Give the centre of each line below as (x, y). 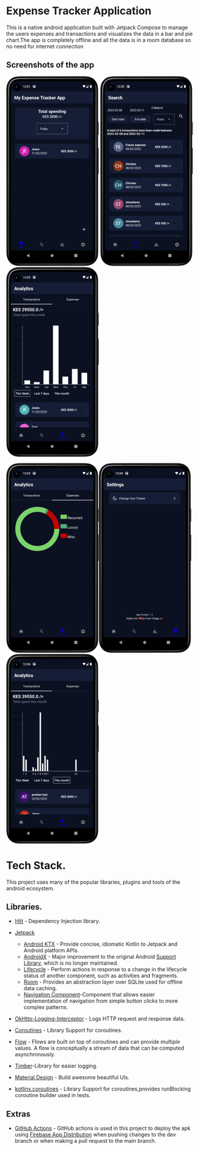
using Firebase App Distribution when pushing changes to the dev (95, 1135)
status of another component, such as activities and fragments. (101, 976)
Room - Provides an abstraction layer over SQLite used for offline (103, 982)
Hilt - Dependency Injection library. (57, 921)
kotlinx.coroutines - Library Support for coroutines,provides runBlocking (103, 1089)
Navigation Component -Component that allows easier (89, 995)
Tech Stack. (36, 865)
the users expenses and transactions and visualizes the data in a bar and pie (99, 33)
